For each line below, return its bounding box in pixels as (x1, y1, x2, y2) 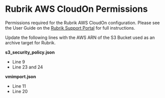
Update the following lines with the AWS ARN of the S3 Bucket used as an (5, 34, 155, 40)
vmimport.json (5, 73, 36, 79)
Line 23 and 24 (12, 64, 43, 70)
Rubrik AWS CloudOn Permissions (5, 3, 148, 15)
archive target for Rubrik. (5, 39, 56, 45)
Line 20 (12, 88, 28, 94)
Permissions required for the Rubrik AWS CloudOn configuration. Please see (5, 20, 160, 26)
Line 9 (12, 59, 26, 65)
